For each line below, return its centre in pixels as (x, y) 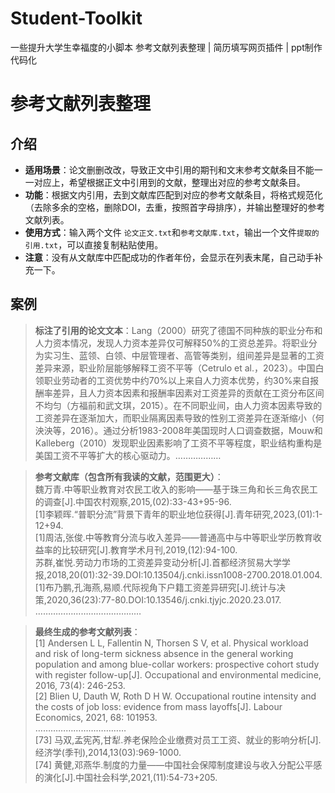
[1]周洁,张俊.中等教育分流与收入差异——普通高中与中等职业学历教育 (173, 537)
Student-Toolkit (76, 18)
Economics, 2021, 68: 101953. (96, 717)
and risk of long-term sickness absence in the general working (164, 653)
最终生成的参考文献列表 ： (87, 631)
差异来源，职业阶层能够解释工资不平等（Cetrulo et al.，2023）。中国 (175, 368)
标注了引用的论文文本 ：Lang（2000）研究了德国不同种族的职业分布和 (178, 330)
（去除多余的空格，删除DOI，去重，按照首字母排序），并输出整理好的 (166, 207)
